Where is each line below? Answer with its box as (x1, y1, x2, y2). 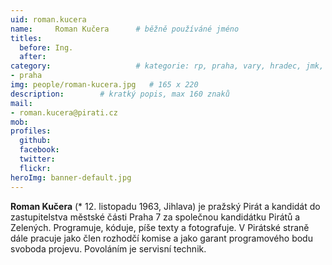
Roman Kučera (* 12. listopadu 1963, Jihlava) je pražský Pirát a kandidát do (10, 200, 321, 212)
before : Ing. (19, 42, 74, 53)
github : (19, 136, 52, 146)
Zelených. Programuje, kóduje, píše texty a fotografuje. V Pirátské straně (10, 221, 310, 233)
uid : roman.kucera (10, 14, 87, 25)
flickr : (19, 163, 52, 173)
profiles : (10, 126, 52, 136)
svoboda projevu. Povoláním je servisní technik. (10, 242, 207, 255)
